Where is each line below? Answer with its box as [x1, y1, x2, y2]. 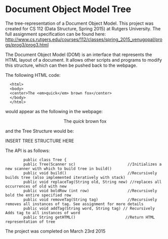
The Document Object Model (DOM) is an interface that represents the [5, 52, 152, 58]
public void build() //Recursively [23, 170, 157, 175]
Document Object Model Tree [5, 4, 132, 15]
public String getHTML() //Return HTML [23, 215, 155, 220]
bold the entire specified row [5, 193, 71, 198]
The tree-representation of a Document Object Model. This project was [5, 20, 154, 26]
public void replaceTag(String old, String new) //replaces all [23, 179, 162, 184]
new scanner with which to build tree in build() [5, 166, 112, 171]
